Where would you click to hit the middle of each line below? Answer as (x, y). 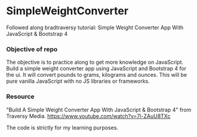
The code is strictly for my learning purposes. (62, 127)
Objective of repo (32, 49)
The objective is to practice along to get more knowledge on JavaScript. (95, 62)
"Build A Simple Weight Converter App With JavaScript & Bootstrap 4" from (99, 110)
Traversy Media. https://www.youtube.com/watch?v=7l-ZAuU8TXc (89, 116)
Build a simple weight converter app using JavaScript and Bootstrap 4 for (96, 68)
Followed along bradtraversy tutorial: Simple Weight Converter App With (95, 27)
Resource (20, 96)
